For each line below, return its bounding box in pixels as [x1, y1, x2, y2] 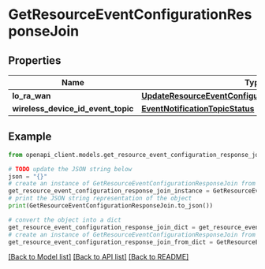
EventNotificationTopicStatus [141, 103, 255, 114]
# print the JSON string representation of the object [8, 195, 192, 203]
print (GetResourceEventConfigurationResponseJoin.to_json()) [8, 202, 214, 210]
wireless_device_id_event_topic [12, 103, 134, 114]
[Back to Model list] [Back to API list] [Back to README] [8, 252, 189, 262]
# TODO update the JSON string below [8, 165, 132, 173]
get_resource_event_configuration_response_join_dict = [8, 223, 196, 231]
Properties [8, 54, 62, 67]
